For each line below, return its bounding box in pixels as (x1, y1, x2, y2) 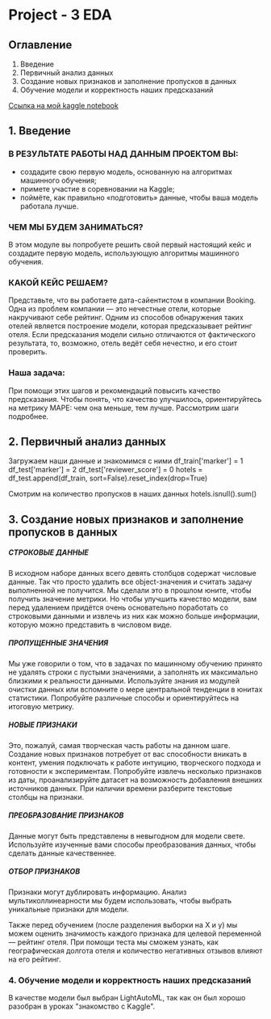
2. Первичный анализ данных (8, 434, 167, 448)
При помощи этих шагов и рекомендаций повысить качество (8, 386, 221, 395)
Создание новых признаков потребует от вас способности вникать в (8, 749, 248, 759)
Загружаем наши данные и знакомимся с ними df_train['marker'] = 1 (8, 456, 244, 466)
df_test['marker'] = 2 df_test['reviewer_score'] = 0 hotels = (8, 465, 203, 475)
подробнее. (8, 411, 49, 421)
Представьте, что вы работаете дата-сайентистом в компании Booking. (8, 295, 256, 305)
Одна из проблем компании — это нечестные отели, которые (8, 304, 222, 314)
